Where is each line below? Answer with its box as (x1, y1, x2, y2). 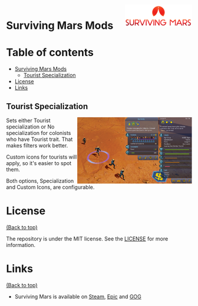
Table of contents (6, 46, 94, 60)
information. (6, 241, 36, 248)
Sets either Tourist (6, 117, 51, 124)
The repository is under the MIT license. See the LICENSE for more (6, 235, 169, 242)
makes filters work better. (6, 142, 68, 149)
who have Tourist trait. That (6, 136, 73, 143)
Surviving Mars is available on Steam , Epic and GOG (14, 293, 141, 300)
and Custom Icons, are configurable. (6, 183, 95, 190)
